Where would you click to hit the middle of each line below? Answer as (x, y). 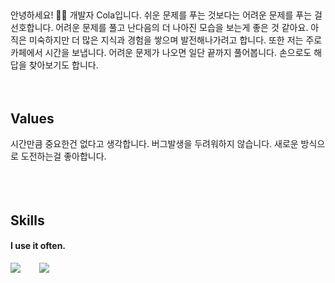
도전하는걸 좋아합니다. (63, 156)
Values (32, 118)
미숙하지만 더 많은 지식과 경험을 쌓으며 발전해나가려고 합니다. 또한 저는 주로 (175, 40)
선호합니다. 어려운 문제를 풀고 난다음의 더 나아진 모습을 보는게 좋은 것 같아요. (159, 28)
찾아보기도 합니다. (63, 65)
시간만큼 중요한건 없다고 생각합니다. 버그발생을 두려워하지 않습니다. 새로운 (154, 144)
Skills (27, 220)
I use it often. (38, 246)
